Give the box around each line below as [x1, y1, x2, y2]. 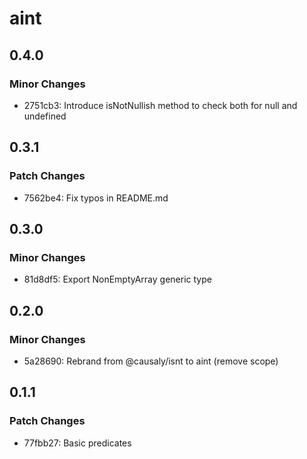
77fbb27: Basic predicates [23, 437, 132, 449]
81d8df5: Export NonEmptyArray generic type [23, 273, 212, 286]
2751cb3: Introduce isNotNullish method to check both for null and [23, 99, 298, 111]
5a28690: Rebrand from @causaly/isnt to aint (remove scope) [23, 355, 279, 367]
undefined [23, 110, 67, 122]
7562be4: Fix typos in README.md [23, 192, 169, 204]
